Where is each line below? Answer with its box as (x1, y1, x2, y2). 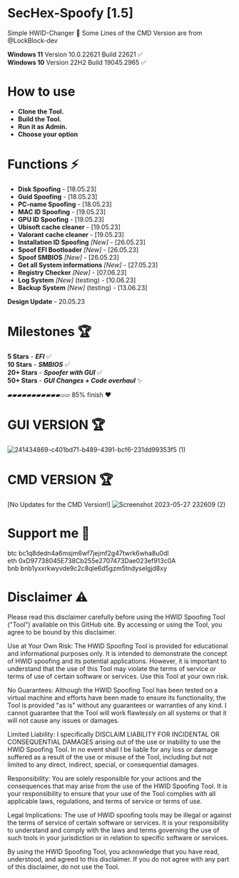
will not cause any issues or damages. (7, 716, 120, 725)
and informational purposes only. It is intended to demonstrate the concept (7, 649, 228, 657)
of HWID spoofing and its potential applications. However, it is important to (7, 657, 227, 665)
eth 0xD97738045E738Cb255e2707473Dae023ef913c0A (7, 556, 176, 565)
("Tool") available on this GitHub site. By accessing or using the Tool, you (7, 620, 223, 629)
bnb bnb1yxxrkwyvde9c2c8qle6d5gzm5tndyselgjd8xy (7, 564, 168, 572)
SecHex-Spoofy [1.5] (7, 5, 133, 21)
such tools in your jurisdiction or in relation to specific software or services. (7, 833, 229, 842)
